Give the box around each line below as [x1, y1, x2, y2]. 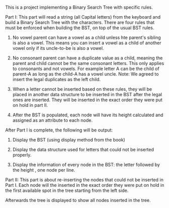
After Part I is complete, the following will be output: [5, 127, 113, 133]
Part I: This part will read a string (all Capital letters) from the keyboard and [5, 14, 160, 20]
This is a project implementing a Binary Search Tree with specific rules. [5, 5, 153, 10]
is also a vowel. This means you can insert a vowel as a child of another [12, 40, 161, 46]
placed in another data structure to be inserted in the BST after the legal [12, 92, 162, 97]
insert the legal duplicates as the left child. [12, 77, 101, 82]
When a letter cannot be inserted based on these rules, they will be [12, 86, 152, 92]
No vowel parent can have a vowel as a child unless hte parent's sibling [12, 35, 161, 40]
